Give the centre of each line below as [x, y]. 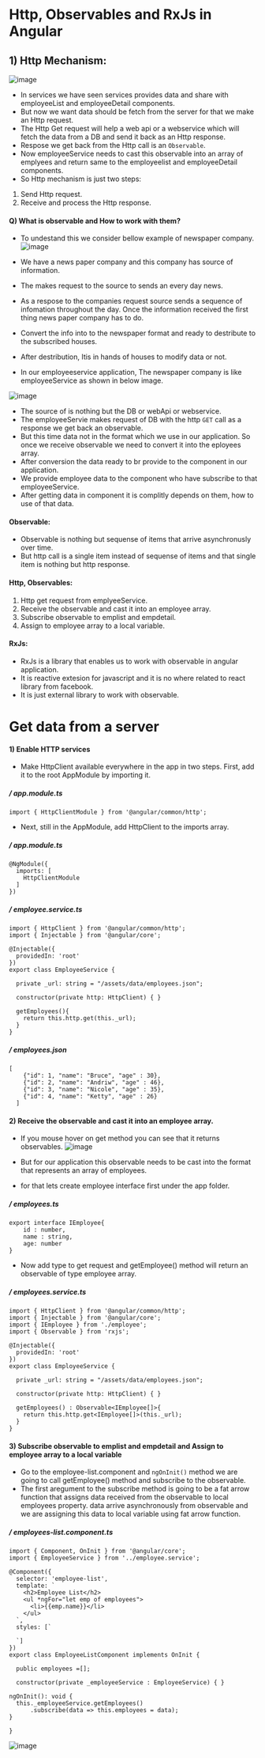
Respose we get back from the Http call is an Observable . [113, 145]
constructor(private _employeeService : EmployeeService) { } [120, 1683]
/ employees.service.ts [48, 1291]
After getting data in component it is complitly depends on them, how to [137, 495]
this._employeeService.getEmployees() [80, 1703]
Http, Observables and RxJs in [110, 15]
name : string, [48, 1237]
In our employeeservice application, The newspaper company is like [131, 372]
